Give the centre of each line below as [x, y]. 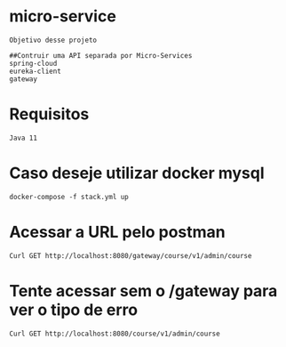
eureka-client [36, 71]
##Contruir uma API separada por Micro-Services [101, 55]
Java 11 [24, 138]
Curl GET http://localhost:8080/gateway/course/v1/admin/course [131, 255]
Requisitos [49, 114]
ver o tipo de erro [74, 310]
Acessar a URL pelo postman [118, 232]
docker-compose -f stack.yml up [69, 197]
